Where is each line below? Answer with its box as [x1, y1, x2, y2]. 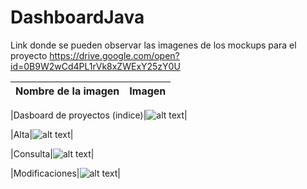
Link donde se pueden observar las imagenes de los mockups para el [10, 39, 297, 51]
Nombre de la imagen [15, 84, 120, 98]
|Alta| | [10, 128, 74, 140]
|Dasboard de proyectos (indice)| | [10, 109, 188, 121]
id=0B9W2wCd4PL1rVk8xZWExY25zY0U [10, 60, 181, 72]
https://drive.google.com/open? [49, 49, 180, 61]
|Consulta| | [10, 147, 95, 160]
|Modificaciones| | [10, 167, 121, 179]
